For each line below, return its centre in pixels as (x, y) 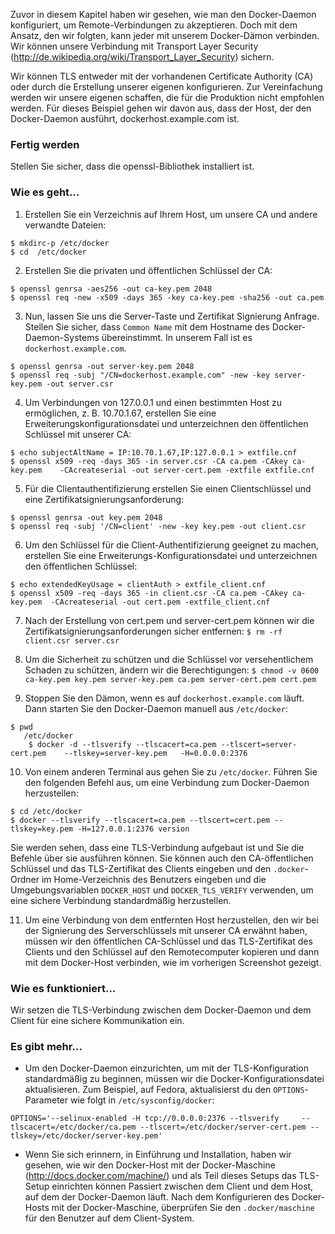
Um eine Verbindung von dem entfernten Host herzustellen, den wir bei (171, 920)
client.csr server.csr (72, 640)
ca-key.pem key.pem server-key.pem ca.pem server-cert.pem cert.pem (170, 679)
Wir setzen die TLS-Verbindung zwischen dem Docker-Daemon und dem (161, 1010)
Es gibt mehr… (46, 1046)
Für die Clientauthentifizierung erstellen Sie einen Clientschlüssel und (168, 488)
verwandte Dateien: (65, 225)
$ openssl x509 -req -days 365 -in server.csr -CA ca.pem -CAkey (149, 461)
